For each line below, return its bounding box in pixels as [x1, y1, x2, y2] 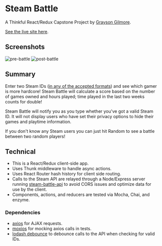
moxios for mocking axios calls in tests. [12, 225, 92, 231]
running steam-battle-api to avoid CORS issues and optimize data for [12, 181, 152, 187]
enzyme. [12, 197, 30, 203]
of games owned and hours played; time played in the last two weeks [5, 94, 145, 99]
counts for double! [5, 98, 43, 104]
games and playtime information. [5, 119, 71, 124]
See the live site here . [5, 28, 49, 34]
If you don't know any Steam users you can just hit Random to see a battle [5, 128, 155, 134]
